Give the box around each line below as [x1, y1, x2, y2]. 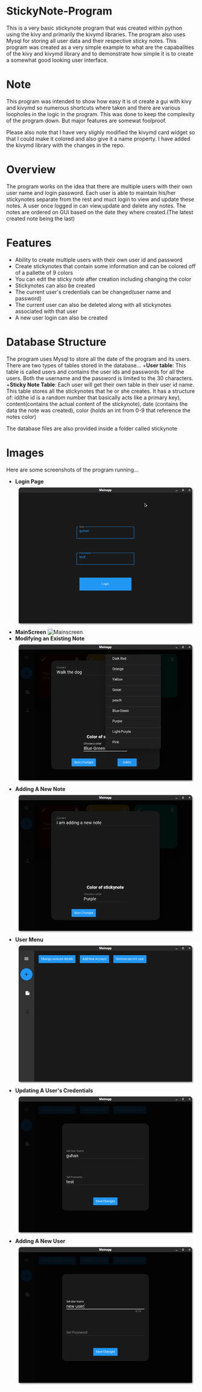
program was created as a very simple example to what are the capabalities [6, 44, 194, 51]
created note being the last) [6, 215, 75, 222]
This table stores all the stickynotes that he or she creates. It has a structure [6, 387, 195, 395]
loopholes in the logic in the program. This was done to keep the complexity [6, 110, 195, 117]
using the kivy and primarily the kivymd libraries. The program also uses [6, 30, 186, 38]
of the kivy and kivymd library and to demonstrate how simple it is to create [6, 50, 194, 57]
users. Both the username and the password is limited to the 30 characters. [6, 374, 194, 382]
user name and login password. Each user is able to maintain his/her [6, 189, 176, 196]
